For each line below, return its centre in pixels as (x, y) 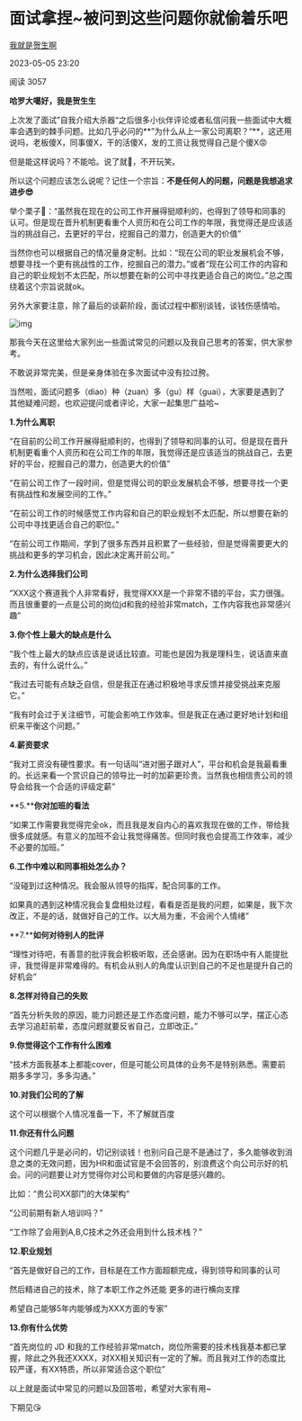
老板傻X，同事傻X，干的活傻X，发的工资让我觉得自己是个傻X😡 (150, 142)
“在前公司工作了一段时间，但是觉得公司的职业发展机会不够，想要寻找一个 (145, 482)
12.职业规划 (31, 1251)
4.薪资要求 (29, 744)
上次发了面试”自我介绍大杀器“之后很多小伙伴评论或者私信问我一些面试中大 (147, 120)
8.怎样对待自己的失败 (49, 995)
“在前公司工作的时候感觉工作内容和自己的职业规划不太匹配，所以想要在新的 (149, 513)
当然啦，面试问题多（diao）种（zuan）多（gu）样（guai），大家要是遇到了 (147, 391)
